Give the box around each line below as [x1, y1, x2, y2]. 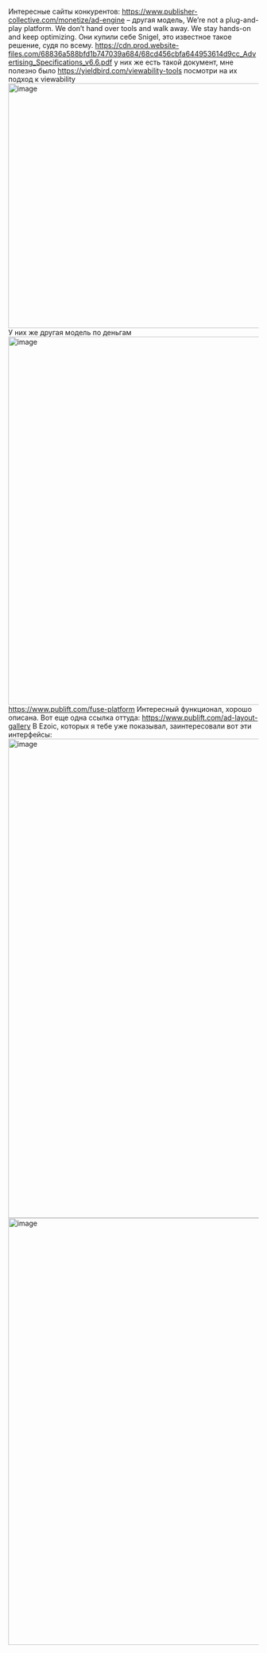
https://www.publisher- [122, 7, 198, 16]
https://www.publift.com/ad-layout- [141, 713, 258, 722]
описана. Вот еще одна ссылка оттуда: [8, 713, 141, 722]
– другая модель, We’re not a [126, 15, 224, 25]
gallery [8, 721, 31, 731]
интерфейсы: [8, 730, 52, 739]
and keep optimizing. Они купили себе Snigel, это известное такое [8, 32, 232, 41]
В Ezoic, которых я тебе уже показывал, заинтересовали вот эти [32, 721, 252, 731]
